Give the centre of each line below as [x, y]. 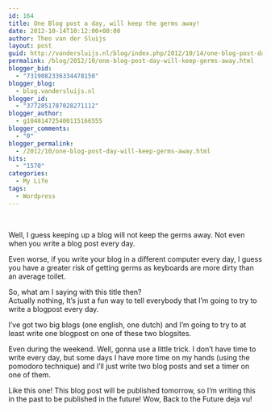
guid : [17, 53]
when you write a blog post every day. [72, 243]
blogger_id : [28, 99]
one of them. [29, 374]
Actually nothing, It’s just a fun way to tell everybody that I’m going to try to [133, 301]
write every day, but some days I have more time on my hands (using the [129, 357]
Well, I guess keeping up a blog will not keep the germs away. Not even [127, 234]
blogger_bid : [30, 69]
